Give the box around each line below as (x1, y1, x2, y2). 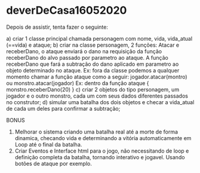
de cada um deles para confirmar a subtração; (6, 105, 121, 112)
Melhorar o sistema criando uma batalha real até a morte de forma (14, 128, 178, 135)
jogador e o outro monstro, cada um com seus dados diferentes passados (6, 92, 188, 99)
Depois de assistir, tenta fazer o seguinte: (6, 23, 109, 31)
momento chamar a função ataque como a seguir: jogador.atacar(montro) (6, 73, 187, 80)
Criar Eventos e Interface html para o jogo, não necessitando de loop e (14, 147, 189, 154)
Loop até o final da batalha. (14, 141, 82, 148)
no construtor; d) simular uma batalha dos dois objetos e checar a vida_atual (6, 98, 195, 105)
